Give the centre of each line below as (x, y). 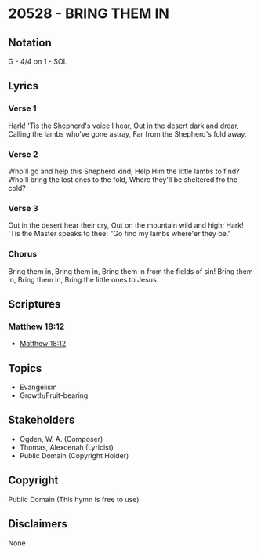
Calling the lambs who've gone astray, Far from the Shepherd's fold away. (127, 133)
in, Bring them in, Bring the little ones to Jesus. (83, 279)
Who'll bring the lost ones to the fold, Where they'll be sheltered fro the (123, 179)
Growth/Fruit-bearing (54, 395)
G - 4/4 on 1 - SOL (38, 61)
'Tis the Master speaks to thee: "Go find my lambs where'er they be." (120, 234)
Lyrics (24, 86)
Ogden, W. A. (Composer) (61, 439)
